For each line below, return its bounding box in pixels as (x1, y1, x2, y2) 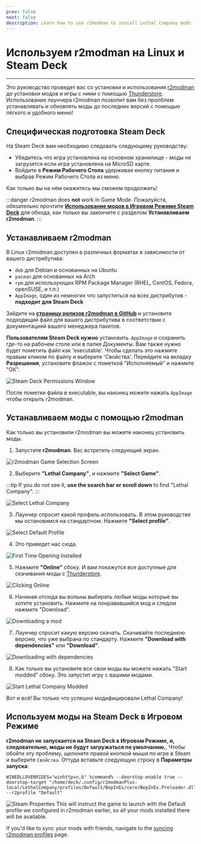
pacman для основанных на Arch (14, 273, 96, 280)
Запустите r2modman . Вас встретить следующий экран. (14, 446, 160, 453)
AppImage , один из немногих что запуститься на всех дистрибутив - (14, 291, 187, 299)
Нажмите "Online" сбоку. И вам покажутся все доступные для (14, 563, 176, 571)
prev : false (6, 8, 36, 15)
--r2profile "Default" (6, 790, 63, 796)
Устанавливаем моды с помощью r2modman (6, 413, 184, 423)
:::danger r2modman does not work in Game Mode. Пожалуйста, (6, 196, 167, 203)
